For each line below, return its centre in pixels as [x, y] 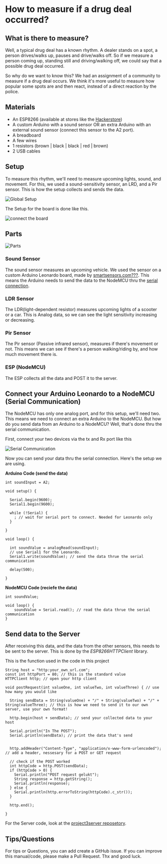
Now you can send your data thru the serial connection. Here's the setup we [83, 458]
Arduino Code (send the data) [37, 473]
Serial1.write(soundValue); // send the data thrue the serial [77, 557]
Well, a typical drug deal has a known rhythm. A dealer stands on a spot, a [82, 50]
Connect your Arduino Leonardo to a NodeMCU [80, 394]
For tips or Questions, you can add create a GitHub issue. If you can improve [83, 851]
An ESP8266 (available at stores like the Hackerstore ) [67, 119]
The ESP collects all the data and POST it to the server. [62, 378]
